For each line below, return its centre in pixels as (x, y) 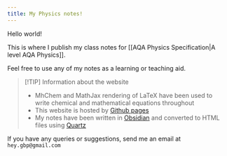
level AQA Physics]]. (36, 55)
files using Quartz (60, 125)
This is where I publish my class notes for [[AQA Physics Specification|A (111, 47)
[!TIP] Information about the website (77, 82)
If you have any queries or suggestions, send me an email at (94, 139)
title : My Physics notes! (45, 14)
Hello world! (25, 34)
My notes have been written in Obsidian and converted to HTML (128, 118)
